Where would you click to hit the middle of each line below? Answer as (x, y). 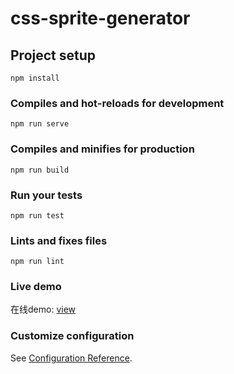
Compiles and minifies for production (102, 149)
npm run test (37, 215)
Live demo (36, 287)
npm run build (40, 170)
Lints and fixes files (59, 240)
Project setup (53, 55)
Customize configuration (72, 336)
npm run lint (37, 262)
